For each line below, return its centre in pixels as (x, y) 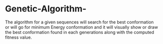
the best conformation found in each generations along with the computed (80, 32)
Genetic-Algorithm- (46, 9)
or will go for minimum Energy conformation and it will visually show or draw (81, 27)
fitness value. (18, 37)
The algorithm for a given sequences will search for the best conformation (80, 22)
